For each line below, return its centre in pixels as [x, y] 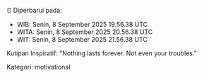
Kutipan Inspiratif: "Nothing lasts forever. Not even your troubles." [102, 53]
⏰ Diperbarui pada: [35, 10]
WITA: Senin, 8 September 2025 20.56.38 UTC [85, 32]
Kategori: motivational [38, 67]
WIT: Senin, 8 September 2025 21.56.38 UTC [82, 39]
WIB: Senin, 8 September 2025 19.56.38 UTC [82, 24]
